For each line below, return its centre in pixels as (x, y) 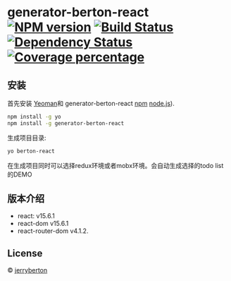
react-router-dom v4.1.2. (53, 231)
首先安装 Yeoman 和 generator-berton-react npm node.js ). (91, 103)
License (25, 253)
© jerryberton (27, 270)
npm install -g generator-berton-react (66, 123)
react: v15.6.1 (36, 216)
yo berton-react (31, 151)
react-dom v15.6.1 (43, 224)
